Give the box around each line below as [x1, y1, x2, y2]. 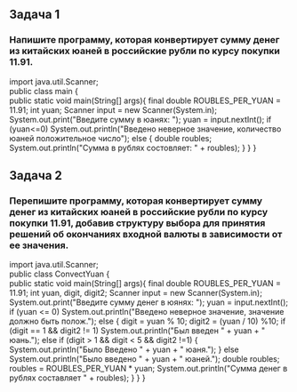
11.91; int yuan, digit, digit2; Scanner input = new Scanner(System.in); [9, 288, 262, 299]
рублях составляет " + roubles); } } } [9, 372, 146, 383]
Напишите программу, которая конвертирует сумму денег [9, 34, 280, 46]
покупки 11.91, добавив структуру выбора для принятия [9, 217, 266, 229]
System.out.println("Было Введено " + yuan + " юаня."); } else [9, 344, 240, 355]
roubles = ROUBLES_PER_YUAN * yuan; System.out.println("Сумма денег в [9, 364, 288, 374]
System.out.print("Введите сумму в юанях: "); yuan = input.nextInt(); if [9, 114, 272, 124]
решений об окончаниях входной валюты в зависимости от [9, 228, 283, 240]
